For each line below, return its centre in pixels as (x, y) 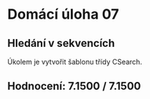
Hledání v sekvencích (61, 43)
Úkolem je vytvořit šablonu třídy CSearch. (75, 62)
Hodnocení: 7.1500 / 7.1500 (74, 86)
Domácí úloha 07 (63, 14)
